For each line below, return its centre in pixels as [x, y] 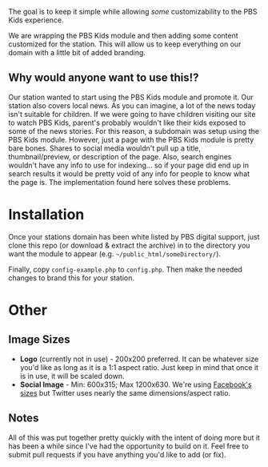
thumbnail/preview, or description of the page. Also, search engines [120, 156]
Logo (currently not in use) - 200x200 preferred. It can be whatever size [139, 359]
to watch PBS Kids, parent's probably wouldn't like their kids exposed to [127, 123]
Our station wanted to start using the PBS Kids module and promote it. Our [131, 97]
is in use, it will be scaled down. [72, 376]
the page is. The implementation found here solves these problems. [120, 182]
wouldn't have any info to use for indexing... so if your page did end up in [129, 165]
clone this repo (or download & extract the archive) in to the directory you [129, 245]
